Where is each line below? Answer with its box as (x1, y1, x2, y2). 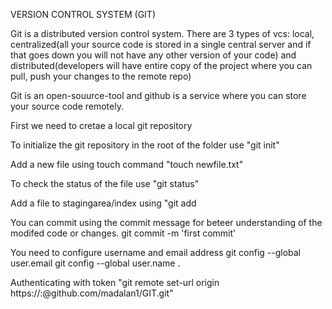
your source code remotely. (10, 100, 124, 112)
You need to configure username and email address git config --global (10, 247, 302, 258)
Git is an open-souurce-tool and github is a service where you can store (10, 90, 307, 101)
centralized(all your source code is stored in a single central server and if (10, 39, 312, 50)
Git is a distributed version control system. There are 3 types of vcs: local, (10, 28, 315, 39)
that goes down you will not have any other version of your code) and (10, 49, 297, 61)
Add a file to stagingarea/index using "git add (10, 197, 197, 209)
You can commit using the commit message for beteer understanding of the (10, 217, 323, 228)
